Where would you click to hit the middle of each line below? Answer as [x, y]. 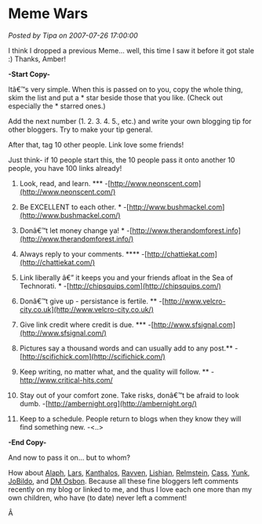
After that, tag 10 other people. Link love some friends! [96, 144]
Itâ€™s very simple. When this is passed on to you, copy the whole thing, [126, 89]
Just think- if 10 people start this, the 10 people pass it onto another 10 [122, 160]
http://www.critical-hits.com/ [66, 380]
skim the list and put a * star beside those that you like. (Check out [116, 97]
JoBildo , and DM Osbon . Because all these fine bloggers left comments [124, 481]
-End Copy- [27, 442]
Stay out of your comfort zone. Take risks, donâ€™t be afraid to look [129, 395]
